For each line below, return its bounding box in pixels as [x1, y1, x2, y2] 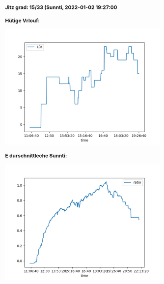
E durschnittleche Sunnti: [5, 152, 67, 159]
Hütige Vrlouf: [5, 17, 40, 24]
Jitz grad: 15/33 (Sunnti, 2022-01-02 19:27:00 [5, 4, 117, 11]
